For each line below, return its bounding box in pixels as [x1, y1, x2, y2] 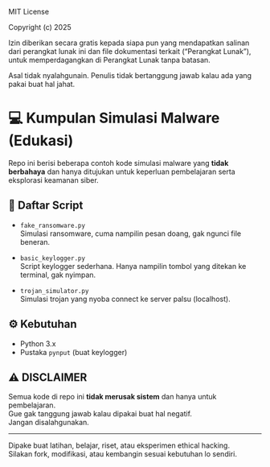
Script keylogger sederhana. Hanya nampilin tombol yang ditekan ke [19, 261, 247, 271]
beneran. [19, 237, 51, 246]
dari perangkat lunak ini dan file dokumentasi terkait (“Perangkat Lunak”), [8, 47, 252, 56]
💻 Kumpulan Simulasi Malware [8, 109, 220, 127]
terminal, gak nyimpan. [19, 270, 96, 279]
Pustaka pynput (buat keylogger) [19, 347, 128, 357]
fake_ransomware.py [19, 221, 86, 229]
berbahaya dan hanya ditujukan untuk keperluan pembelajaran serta [8, 167, 235, 176]
